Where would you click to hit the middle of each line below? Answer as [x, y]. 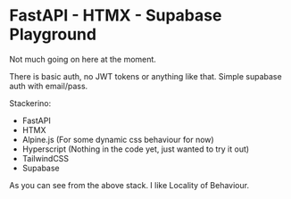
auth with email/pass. [49, 86]
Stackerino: [30, 103]
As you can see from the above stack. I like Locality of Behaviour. [129, 185]
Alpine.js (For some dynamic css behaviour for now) [118, 139]
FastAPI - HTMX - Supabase [116, 16]
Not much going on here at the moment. [83, 59]
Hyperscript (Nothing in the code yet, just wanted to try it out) [136, 149]
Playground [53, 34]
